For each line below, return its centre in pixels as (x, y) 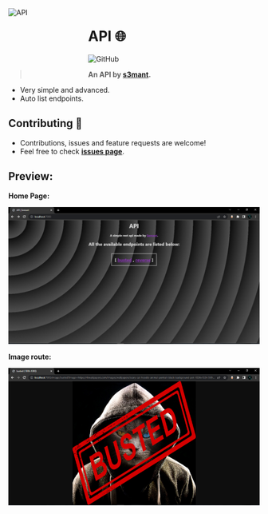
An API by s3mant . (120, 74)
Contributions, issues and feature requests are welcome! (113, 142)
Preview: (31, 176)
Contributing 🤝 (45, 124)
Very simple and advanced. (65, 90)
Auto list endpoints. (51, 98)
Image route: (30, 357)
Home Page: (29, 196)
